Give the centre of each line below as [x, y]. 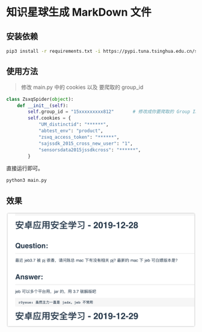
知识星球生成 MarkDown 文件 [79, 12]
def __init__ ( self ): [43, 106]
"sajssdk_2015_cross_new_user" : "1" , [86, 143]
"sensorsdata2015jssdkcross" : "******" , [90, 150]
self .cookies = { [49, 118]
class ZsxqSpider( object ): [40, 99]
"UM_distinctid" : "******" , [74, 125]
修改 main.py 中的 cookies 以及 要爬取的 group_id [82, 87]
